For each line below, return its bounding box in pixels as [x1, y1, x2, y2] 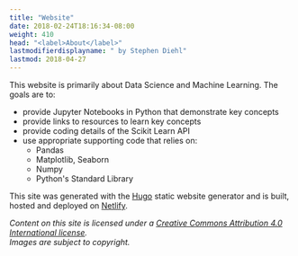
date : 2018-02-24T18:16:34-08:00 [9, 22, 135, 31]
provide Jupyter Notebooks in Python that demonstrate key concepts [22, 107, 279, 117]
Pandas [35, 145, 65, 155]
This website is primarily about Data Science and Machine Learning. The [9, 80, 279, 90]
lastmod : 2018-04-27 [9, 55, 87, 64]
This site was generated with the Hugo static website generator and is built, [9, 190, 290, 201]
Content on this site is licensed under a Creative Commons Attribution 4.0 [9, 217, 284, 228]
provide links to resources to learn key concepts [22, 116, 202, 127]
